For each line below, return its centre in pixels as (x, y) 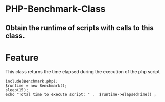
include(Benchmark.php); (32, 81)
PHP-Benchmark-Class (55, 9)
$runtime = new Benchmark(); (36, 85)
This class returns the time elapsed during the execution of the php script (82, 71)
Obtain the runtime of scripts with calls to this (80, 28)
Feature (22, 57)
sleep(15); (17, 90)
